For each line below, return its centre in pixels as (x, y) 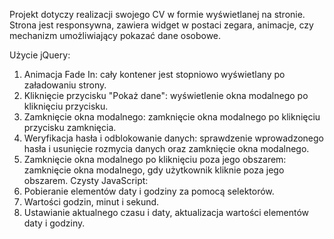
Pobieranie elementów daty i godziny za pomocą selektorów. (149, 191)
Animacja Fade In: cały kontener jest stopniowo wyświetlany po (154, 74)
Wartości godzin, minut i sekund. (91, 202)
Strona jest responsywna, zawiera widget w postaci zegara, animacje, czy (161, 25)
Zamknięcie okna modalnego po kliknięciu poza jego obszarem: (155, 159)
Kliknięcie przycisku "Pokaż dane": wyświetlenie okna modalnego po (166, 95)
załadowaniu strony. (65, 85)
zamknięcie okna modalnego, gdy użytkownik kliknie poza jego (154, 170)
